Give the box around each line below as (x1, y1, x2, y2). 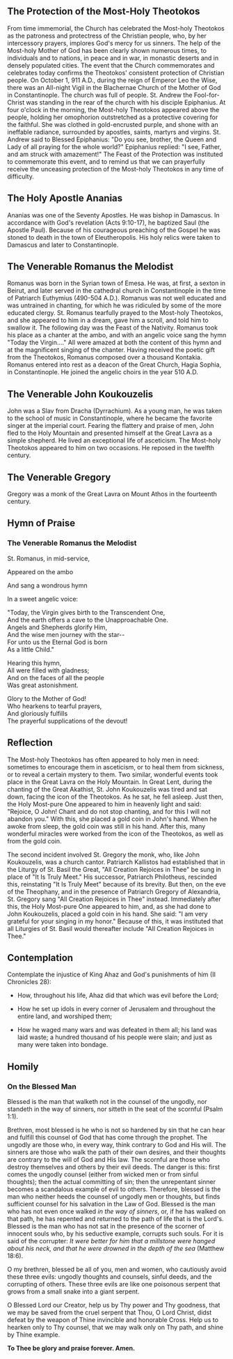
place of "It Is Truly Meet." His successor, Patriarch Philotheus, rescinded (7, 873, 217, 881)
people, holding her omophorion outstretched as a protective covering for (7, 113, 218, 121)
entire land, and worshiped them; (17, 1012, 113, 1020)
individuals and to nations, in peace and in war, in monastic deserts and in (7, 54, 219, 62)
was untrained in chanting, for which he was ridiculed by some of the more (7, 301, 222, 309)
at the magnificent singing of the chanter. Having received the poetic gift (7, 346, 216, 354)
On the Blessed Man (7, 1082, 77, 1091)
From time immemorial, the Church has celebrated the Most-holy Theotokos (7, 24, 225, 32)
